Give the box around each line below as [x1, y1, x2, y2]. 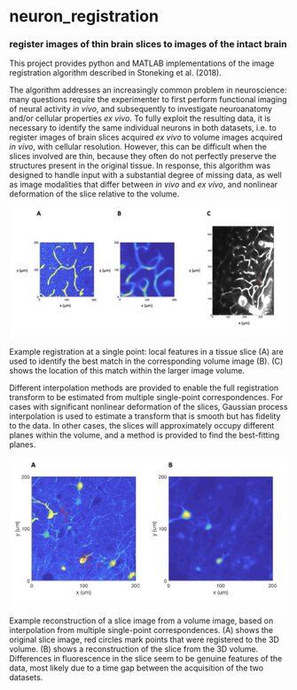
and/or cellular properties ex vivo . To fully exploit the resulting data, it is [9, 113, 271, 124]
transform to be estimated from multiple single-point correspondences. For [9, 391, 284, 402]
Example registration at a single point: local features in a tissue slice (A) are [9, 346, 284, 357]
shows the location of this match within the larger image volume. [9, 365, 246, 375]
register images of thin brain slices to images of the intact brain [9, 38, 287, 51]
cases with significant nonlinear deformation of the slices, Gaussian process [9, 401, 288, 412]
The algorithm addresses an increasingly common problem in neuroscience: [9, 84, 287, 95]
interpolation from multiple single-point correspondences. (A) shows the [9, 625, 273, 636]
